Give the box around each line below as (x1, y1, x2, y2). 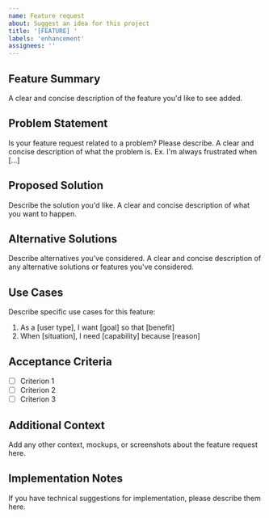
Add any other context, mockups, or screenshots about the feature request (8, 440, 258, 449)
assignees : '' (8, 42, 57, 50)
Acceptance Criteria (8, 355, 112, 368)
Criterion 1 (19, 377, 55, 385)
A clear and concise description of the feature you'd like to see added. (8, 93, 243, 103)
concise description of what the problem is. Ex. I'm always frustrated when (8, 146, 258, 156)
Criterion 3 (19, 394, 57, 404)
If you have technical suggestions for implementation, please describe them (8, 493, 261, 503)
